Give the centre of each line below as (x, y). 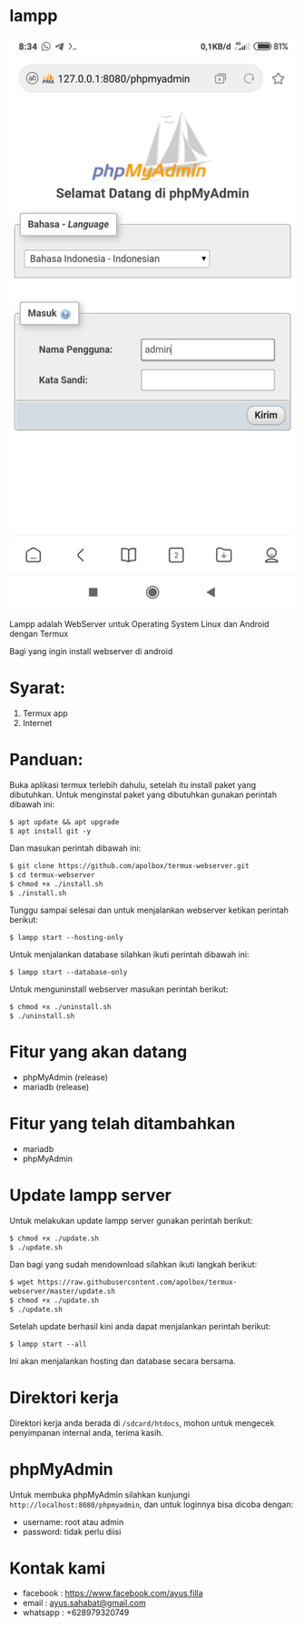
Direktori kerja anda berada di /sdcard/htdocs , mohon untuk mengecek (142, 1423)
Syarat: (38, 688)
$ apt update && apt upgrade (64, 822)
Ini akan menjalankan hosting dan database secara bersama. (123, 1360)
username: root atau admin (73, 1521)
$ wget (22, 1282)
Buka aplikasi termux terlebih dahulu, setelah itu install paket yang (133, 784)
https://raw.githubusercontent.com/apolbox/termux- (137, 1282)
